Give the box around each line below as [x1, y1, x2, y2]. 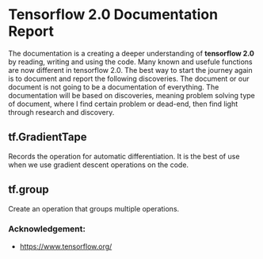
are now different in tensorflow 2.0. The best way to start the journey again [8, 65, 253, 74]
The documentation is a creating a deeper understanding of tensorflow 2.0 [8, 48, 255, 58]
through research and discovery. [8, 107, 115, 116]
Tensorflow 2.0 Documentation [8, 6, 219, 24]
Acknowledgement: [8, 223, 86, 234]
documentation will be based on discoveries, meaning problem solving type [8, 90, 256, 100]
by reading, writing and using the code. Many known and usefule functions [8, 57, 253, 67]
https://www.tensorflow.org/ [19, 242, 112, 251]
